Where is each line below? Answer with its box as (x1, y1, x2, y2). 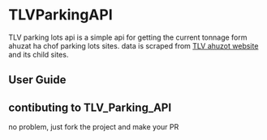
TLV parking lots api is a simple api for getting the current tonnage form (8, 32, 248, 42)
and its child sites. (8, 49, 69, 59)
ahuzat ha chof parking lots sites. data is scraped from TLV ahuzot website (8, 40, 259, 50)
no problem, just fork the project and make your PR (8, 122, 179, 132)
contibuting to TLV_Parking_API (8, 100, 172, 114)
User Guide (8, 73, 67, 87)
